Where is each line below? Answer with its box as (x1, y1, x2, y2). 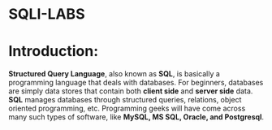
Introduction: (8, 42, 99, 61)
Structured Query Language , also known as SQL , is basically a (8, 69, 221, 79)
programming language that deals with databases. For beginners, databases (8, 78, 264, 88)
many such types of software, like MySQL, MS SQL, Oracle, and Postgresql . (8, 112, 265, 122)
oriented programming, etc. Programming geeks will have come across (8, 103, 246, 114)
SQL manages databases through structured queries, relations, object (8, 95, 242, 105)
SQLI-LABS (8, 5, 85, 24)
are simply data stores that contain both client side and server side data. (8, 86, 253, 96)
